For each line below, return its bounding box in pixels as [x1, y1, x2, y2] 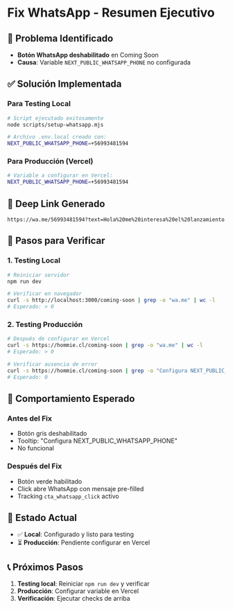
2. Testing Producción [7, 320, 83, 330]
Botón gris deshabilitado [17, 430, 87, 438]
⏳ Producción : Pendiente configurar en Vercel [17, 538, 150, 547]
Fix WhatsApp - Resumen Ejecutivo [7, 5, 215, 21]
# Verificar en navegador [7, 290, 82, 297]
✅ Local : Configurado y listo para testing [17, 530, 134, 538]
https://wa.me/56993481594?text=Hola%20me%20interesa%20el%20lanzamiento [7, 216, 225, 223]
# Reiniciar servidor [7, 272, 70, 279]
